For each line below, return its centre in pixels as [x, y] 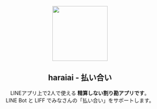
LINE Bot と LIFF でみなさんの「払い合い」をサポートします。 [80, 100]
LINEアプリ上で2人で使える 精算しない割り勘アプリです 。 [80, 93]
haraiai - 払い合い [80, 78]
